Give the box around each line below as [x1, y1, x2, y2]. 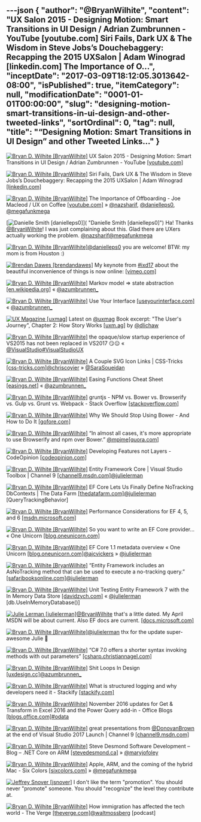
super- [166, 628, 184, 635]
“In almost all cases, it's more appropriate [89, 429, 191, 437]
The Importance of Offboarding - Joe [89, 195, 181, 202]
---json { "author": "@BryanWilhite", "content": [6, 5, 190, 16]
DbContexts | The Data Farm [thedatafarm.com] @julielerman [6, 489, 157, 497]
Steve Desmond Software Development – [89, 742, 190, 750]
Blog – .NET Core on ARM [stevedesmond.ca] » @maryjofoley [6, 749, 159, 756]
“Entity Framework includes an [89, 561, 165, 569]
